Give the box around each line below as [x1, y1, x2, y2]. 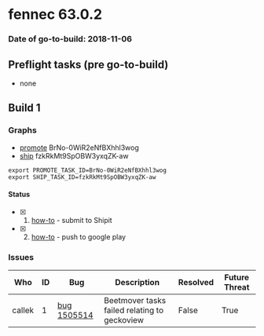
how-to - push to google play [31, 232, 126, 241]
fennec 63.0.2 [8, 5, 103, 24]
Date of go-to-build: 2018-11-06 [8, 34, 132, 45]
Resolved [178, 277, 214, 288]
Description [115, 277, 159, 288]
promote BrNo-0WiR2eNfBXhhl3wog [19, 143, 139, 152]
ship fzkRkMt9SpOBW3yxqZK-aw [19, 151, 129, 160]
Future [224, 272, 250, 283]
